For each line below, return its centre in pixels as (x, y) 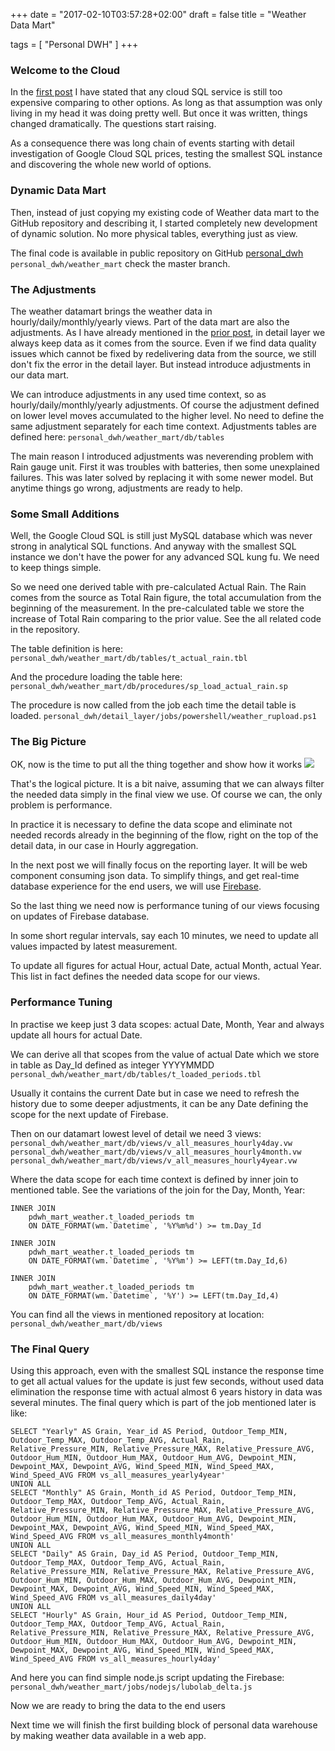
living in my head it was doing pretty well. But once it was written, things (159, 113)
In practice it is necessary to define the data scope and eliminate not (151, 825)
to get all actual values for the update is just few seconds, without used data (167, 1381)
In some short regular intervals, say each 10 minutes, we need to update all (164, 936)
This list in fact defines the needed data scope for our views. (135, 976)
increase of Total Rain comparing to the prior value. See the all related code (166, 619)
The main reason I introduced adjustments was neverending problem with (162, 456)
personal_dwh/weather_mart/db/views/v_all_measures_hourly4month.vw (156, 1152)
